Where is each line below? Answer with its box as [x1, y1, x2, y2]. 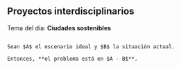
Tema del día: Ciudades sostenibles [7, 23, 112, 32]
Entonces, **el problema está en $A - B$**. [7, 55, 138, 62]
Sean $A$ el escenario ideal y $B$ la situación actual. [7, 43, 175, 50]
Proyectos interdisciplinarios [7, 6, 135, 17]
